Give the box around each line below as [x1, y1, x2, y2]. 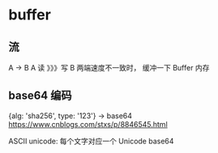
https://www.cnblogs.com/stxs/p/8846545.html [8, 119, 168, 129]
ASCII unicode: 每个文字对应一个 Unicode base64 [8, 136, 174, 146]
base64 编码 [8, 89, 72, 103]
